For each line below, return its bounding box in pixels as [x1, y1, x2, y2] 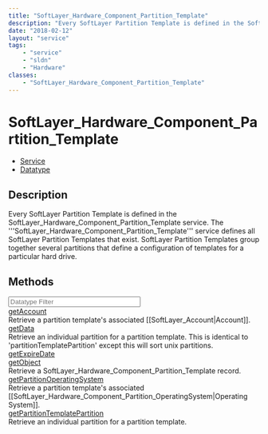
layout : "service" [8, 34, 69, 42]
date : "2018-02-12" [8, 26, 73, 34]
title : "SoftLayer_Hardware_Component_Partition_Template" [8, 11, 209, 20]
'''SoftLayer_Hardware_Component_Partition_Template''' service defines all [8, 226, 255, 236]
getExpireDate [8, 349, 56, 359]
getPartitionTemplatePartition [8, 408, 104, 418]
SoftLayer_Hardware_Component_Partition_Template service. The [8, 217, 224, 228]
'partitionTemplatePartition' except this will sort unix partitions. [8, 340, 214, 350]
